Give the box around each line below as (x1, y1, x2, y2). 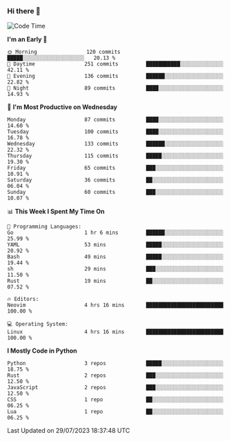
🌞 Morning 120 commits (7, 48, 121, 56)
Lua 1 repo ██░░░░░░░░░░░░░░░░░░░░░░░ (7, 409, 224, 415)
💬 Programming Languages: (7, 224, 81, 231)
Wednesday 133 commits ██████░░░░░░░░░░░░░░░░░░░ (7, 141, 224, 148)
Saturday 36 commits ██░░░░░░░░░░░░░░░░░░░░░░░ (7, 177, 224, 184)
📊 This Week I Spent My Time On (7, 207, 105, 216)
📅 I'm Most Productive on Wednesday (7, 103, 117, 111)
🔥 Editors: (7, 296, 39, 303)
